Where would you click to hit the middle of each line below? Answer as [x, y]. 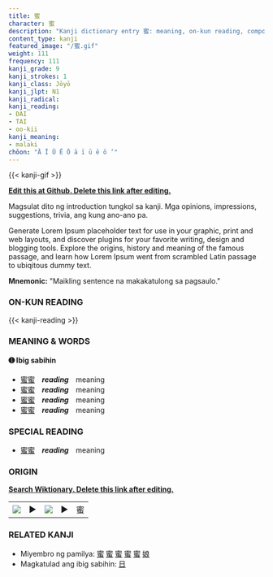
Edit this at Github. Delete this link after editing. [90, 191]
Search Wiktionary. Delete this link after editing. [91, 489]
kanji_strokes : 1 [38, 76]
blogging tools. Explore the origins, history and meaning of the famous [126, 248]
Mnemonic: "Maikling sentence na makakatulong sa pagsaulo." [115, 281]
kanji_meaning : [34, 137]
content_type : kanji [43, 39]
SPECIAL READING [46, 432]
